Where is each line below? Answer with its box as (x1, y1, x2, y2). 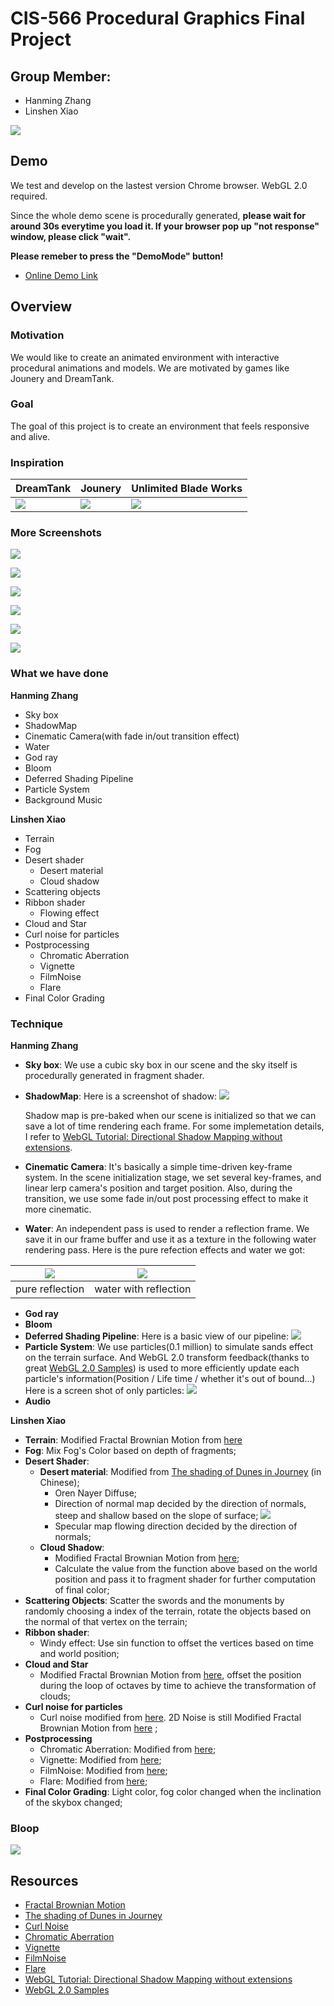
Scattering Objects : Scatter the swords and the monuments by (24, 1594, 285, 1606)
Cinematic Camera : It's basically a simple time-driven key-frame (24, 1160, 293, 1172)
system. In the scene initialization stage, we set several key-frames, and (24, 1171, 322, 1183)
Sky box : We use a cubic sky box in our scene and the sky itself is (24, 1058, 298, 1071)
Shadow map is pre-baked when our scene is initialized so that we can (24, 1109, 317, 1121)
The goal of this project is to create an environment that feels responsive (10, 420, 310, 432)
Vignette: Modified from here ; (39, 1753, 162, 1766)
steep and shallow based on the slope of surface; (54, 1509, 259, 1521)
